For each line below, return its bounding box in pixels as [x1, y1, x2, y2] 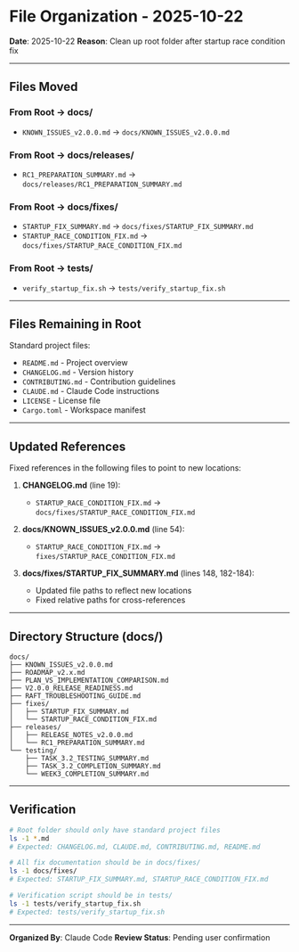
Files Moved [9, 79, 78, 94]
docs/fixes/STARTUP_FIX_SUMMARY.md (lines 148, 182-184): [21, 568, 255, 579]
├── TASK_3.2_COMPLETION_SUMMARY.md [25, 761, 162, 770]
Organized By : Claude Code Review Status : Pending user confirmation [9, 931, 271, 942]
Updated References [9, 439, 126, 454]
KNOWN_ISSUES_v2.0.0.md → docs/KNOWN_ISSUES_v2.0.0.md [21, 127, 230, 137]
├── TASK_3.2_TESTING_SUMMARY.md [25, 753, 149, 763]
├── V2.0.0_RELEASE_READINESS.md [9, 684, 133, 693]
